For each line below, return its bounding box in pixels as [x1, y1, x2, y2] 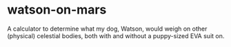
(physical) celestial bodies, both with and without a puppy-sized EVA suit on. [7, 31, 225, 40]
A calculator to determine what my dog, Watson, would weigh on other [7, 25, 208, 33]
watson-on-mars [7, 2, 107, 18]
